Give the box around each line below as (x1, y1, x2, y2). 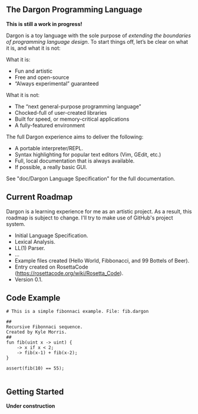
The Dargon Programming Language (6, 5, 143, 15)
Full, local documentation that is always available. (14, 157, 135, 164)
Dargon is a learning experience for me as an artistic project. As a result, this (6, 208, 192, 215)
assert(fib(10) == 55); (6, 366, 65, 371)
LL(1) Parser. (14, 244, 45, 251)
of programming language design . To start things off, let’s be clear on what (6, 38, 189, 45)
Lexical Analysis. (14, 238, 56, 245)
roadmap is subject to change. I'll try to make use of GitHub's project (6, 214, 173, 221)
